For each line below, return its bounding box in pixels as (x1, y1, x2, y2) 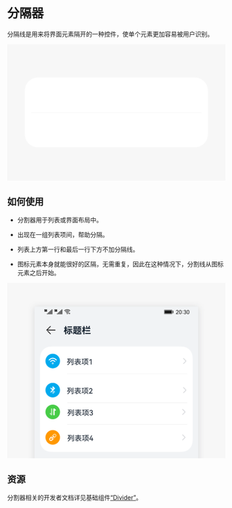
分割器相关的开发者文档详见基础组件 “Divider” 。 (7, 493, 143, 502)
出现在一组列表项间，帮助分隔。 (17, 230, 109, 238)
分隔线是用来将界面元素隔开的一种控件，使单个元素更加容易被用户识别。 (7, 30, 213, 38)
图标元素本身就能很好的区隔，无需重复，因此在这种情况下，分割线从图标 (17, 260, 224, 268)
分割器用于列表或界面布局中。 (17, 216, 102, 224)
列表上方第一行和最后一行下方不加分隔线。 (17, 245, 139, 253)
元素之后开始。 (17, 268, 60, 277)
